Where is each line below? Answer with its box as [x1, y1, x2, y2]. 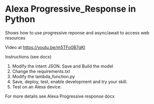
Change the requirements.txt [12, 68, 70, 74]
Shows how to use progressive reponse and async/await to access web [5, 30, 150, 35]
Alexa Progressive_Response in [5, 3, 136, 15]
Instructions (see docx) [5, 53, 52, 59]
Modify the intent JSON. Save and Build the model [12, 63, 113, 69]
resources [5, 35, 25, 41]
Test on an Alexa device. [12, 84, 62, 89]
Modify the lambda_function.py [12, 73, 75, 79]
